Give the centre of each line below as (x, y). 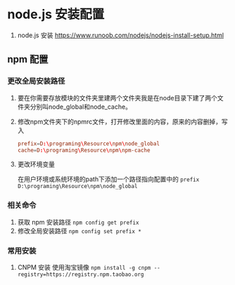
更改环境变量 (36, 164)
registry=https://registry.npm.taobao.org (81, 274)
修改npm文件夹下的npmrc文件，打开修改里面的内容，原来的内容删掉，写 (123, 121)
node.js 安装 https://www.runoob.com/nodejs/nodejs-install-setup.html (120, 35)
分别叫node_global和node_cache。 (81, 107)
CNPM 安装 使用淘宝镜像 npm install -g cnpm (84, 267)
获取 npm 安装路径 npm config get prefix (78, 222)
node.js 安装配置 (56, 14)
